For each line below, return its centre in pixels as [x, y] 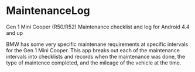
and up [15, 33]
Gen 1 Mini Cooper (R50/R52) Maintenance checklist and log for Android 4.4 [98, 27]
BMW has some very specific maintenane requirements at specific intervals [97, 44]
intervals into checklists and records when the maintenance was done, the [96, 56]
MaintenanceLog [48, 11]
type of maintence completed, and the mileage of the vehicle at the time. [94, 63]
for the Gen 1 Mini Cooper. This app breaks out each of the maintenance [93, 50]
